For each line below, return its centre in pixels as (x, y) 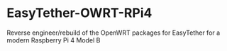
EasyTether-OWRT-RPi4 (79, 13)
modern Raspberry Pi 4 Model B (54, 40)
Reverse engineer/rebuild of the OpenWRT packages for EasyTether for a (113, 33)
